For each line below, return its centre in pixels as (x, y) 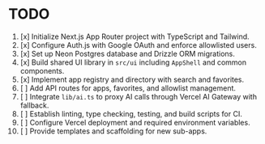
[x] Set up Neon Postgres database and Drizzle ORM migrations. (127, 53)
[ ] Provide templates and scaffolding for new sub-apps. (113, 131)
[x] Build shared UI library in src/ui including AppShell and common (133, 62)
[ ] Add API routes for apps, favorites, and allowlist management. (128, 88)
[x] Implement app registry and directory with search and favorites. (132, 79)
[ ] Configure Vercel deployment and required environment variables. (135, 122)
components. (42, 70)
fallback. (34, 105)
